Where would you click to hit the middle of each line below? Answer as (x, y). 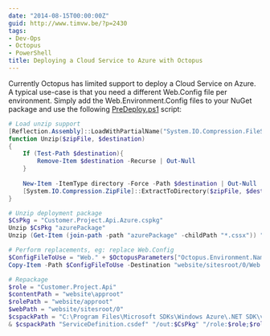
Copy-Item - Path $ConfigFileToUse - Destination (90, 265)
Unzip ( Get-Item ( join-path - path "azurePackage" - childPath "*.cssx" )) (133, 236)
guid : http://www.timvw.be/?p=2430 (68, 23)
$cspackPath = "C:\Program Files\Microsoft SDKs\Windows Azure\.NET (125, 317)
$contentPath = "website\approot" (66, 294)
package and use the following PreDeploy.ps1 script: (95, 109)
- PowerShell (30, 53)
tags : (17, 31)
